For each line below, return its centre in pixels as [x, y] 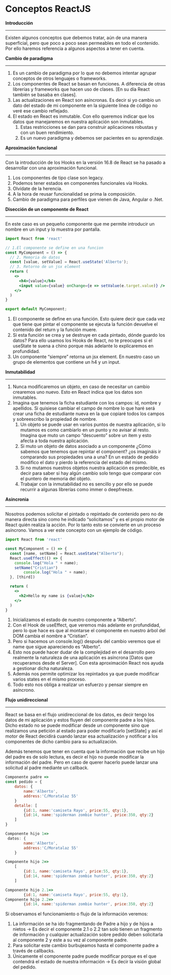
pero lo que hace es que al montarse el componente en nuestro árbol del [89, 631]
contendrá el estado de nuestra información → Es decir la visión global [87, 962]
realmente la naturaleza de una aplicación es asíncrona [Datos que [82, 658]
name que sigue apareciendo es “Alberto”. [57, 647]
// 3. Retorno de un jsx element [45, 267]
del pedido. [24, 967]
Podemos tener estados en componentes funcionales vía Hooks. [80, 183]
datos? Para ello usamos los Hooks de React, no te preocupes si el [82, 341]
